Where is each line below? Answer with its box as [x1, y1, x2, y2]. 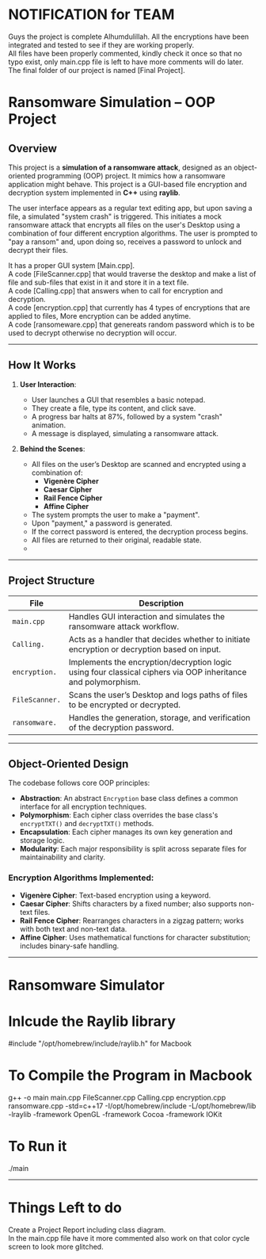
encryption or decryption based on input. [68, 644, 222, 655]
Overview [8, 141, 58, 155]
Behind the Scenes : [19, 444, 85, 453]
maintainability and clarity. [19, 852, 105, 862]
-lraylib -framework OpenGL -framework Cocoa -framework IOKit [8, 1109, 222, 1119]
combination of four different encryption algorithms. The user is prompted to [8, 228, 258, 238]
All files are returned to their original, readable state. [31, 535, 202, 545]
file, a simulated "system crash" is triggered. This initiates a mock [8, 212, 222, 221]
